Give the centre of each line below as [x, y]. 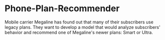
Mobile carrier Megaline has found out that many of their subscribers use [79, 22]
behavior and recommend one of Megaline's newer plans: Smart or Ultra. [79, 32]
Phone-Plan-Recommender [62, 9]
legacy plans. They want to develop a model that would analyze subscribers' [82, 27]
